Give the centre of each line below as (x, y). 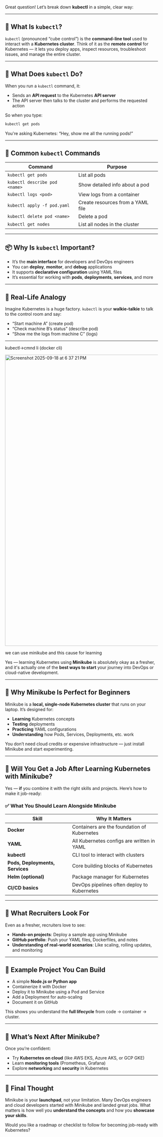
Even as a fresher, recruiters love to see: (45, 925)
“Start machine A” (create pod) (43, 323)
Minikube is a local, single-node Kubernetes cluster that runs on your (75, 704)
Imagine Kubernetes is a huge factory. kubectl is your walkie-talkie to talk (79, 308)
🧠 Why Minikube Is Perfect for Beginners (68, 692)
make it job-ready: (24, 793)
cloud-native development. (32, 673)
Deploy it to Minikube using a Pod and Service (58, 992)
